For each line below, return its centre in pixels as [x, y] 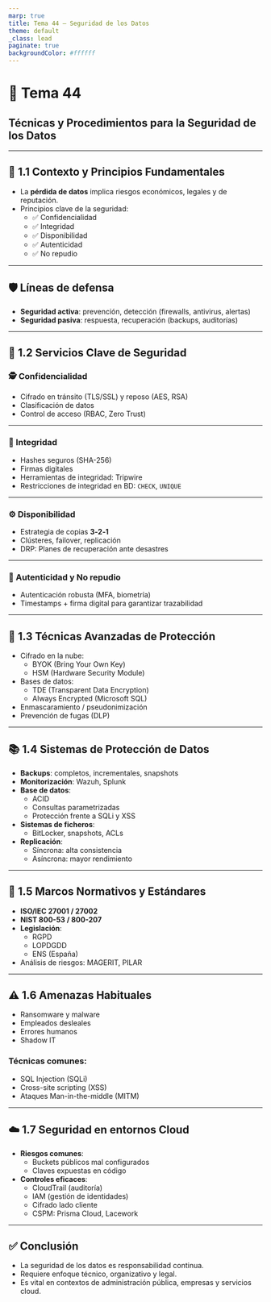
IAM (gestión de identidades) [80, 1196]
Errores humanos [49, 1032]
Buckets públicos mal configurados [91, 1162]
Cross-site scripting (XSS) [63, 1087]
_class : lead [30, 38]
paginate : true [34, 46]
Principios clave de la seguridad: [74, 208]
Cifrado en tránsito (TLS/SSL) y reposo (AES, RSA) [104, 397]
